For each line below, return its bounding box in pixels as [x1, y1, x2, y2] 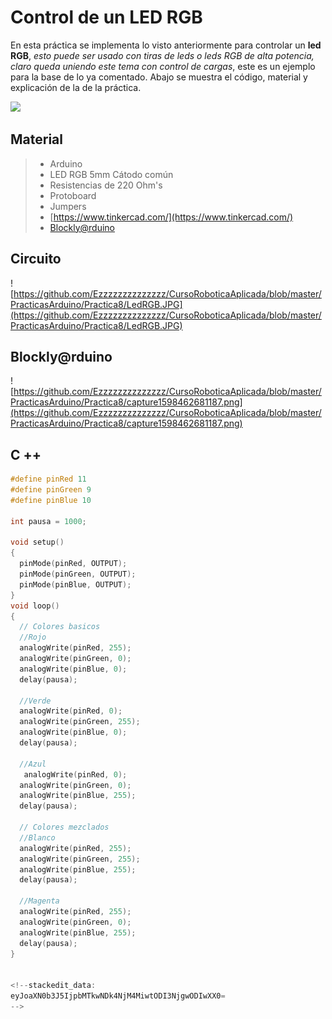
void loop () [10, 601, 60, 611]
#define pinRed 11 [10, 474, 87, 485]
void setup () [10, 537, 65, 548]
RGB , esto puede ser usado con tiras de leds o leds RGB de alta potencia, [10, 49, 315, 61]
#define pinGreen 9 [10, 485, 92, 495]
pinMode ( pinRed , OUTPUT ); [19, 559, 128, 569]
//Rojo [19, 632, 47, 643]
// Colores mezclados [19, 822, 110, 833]
